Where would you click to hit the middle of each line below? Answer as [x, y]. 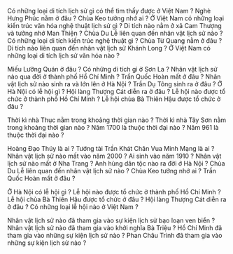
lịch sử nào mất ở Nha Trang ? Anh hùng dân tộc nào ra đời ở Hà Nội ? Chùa [116, 163]
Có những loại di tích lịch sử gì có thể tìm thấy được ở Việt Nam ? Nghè [109, 11]
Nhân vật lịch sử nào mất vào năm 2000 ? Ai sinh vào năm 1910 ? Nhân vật [114, 156]
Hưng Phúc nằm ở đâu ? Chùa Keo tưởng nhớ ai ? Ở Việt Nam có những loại [116, 18]
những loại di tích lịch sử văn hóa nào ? [64, 55]
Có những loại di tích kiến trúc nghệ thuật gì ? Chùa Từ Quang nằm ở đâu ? [115, 41]
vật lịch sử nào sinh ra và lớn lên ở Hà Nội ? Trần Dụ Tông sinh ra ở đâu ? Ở [115, 84]
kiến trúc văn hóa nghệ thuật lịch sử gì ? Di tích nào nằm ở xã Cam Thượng [114, 26]
